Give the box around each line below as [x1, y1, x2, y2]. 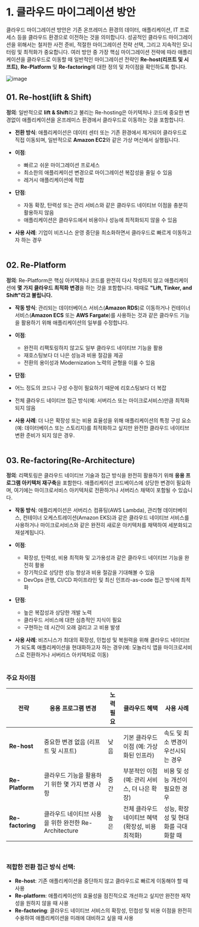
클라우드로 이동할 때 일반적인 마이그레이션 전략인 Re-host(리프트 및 [26, 56, 183, 63]
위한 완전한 [51, 818, 80, 827]
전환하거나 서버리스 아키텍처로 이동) [25, 651, 109, 658]
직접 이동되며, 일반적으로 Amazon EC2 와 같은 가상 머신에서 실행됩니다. [14, 136, 180, 143]
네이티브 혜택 [123, 813, 158, 821]
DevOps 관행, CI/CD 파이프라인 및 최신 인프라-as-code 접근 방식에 [23, 576, 180, 584]
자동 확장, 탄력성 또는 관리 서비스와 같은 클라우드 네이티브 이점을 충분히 [23, 201, 188, 208]
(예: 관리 [123, 775, 146, 783]
